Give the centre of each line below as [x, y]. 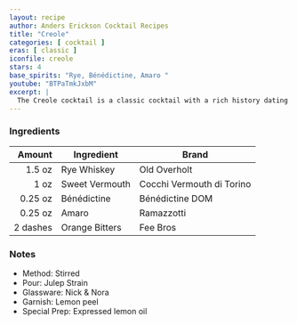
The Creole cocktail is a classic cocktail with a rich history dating [153, 100]
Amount [35, 154]
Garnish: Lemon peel [60, 301]
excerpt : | [29, 92]
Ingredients [35, 132]
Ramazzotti [163, 213]
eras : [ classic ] [43, 51]
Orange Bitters [91, 227]
